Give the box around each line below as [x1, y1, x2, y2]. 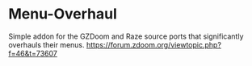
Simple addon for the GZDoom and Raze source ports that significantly [8, 31, 244, 41]
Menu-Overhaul [8, 5, 117, 23]
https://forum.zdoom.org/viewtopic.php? [86, 39, 222, 49]
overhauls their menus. [8, 39, 85, 49]
